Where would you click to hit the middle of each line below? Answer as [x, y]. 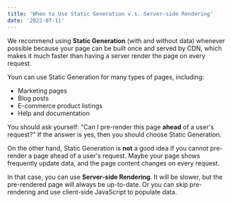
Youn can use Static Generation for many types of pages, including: [106, 77]
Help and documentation [53, 113]
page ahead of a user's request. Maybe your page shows [117, 156]
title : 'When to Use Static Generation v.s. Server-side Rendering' [110, 14]
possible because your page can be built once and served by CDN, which [115, 48]
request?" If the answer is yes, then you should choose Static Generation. [115, 134]
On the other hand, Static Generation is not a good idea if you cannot [108, 148]
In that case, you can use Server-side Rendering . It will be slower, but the [115, 177]
